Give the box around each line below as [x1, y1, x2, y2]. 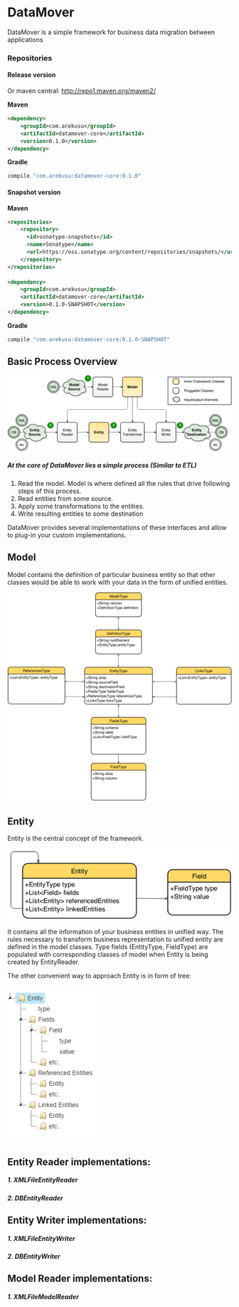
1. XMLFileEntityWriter [7, 1234, 75, 1242]
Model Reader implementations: [7, 1273, 153, 1285]
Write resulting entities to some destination [17, 509, 144, 518]
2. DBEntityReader [7, 1193, 63, 1202]
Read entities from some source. [17, 494, 114, 502]
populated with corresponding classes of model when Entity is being [7, 951, 208, 959]
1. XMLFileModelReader [7, 1293, 80, 1301]
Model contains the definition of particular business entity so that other [7, 570, 216, 578]
